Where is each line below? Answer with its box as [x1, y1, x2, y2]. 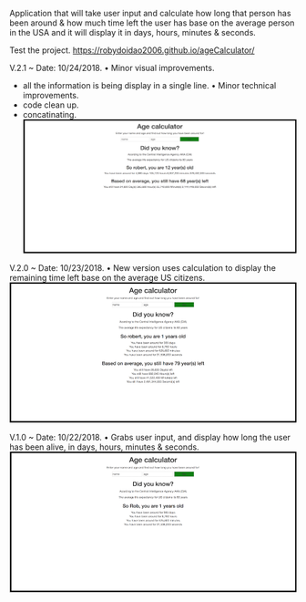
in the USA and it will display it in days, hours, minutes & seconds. [9, 27, 257, 37]
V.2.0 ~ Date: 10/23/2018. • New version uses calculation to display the [9, 262, 276, 273]
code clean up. [22, 99, 79, 110]
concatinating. [22, 109, 77, 119]
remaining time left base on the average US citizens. [9, 272, 206, 283]
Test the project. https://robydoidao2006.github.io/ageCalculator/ [9, 45, 255, 56]
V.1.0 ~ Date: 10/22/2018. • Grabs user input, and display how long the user [9, 432, 291, 443]
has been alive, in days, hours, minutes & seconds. [9, 441, 199, 452]
